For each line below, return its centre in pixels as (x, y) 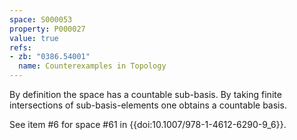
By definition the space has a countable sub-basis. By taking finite (145, 94)
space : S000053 (41, 19)
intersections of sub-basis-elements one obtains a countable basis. (148, 105)
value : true (34, 38)
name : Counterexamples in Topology (92, 66)
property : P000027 (47, 29)
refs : (20, 47)
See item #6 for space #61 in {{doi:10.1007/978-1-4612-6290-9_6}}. (148, 124)
